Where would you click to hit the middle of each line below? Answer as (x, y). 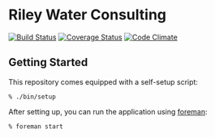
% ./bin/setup (32, 97)
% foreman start (36, 127)
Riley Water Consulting (88, 15)
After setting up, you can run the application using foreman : (108, 111)
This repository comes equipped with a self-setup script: (103, 81)
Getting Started (48, 62)
